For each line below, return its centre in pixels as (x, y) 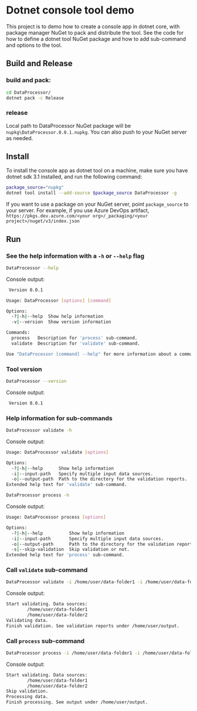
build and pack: (28, 80)
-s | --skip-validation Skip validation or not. (71, 550)
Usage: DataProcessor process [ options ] (56, 517)
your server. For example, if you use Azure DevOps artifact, (78, 210)
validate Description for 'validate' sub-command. (76, 343)
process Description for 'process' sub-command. (74, 338)
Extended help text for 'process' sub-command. (65, 555)
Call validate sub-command (47, 570)
